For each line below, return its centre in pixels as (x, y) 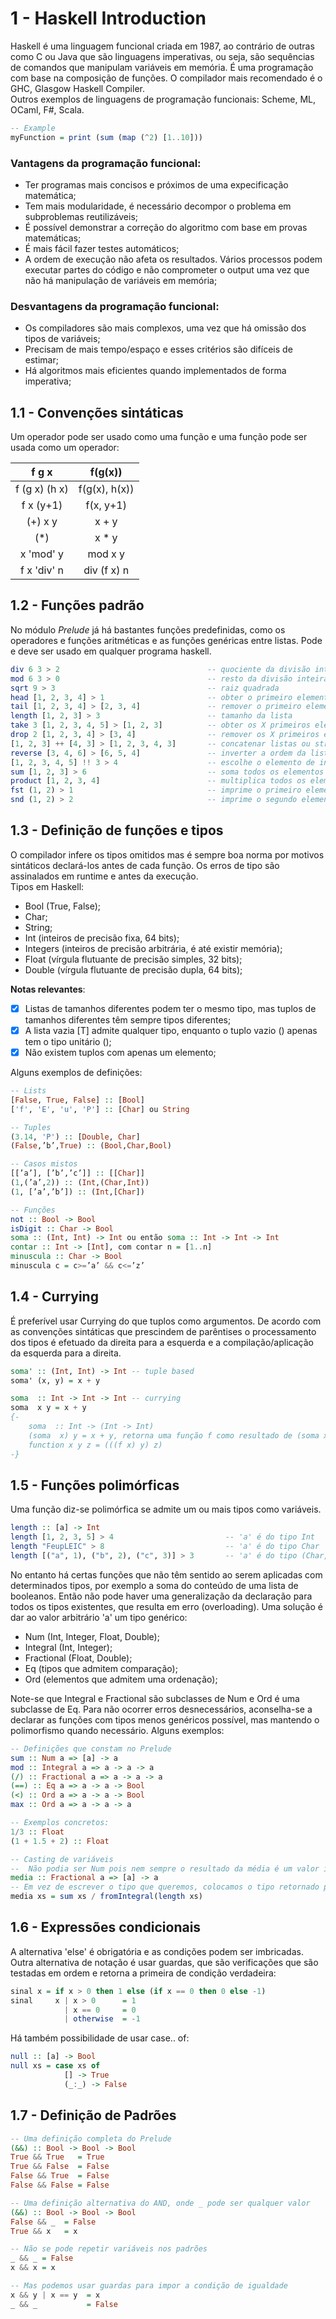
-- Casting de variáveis (62, 1859)
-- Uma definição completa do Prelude (91, 2138)
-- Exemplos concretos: (60, 1823)
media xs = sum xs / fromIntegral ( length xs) (106, 1897)
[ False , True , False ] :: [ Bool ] (77, 1100)
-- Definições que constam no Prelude (91, 1748)
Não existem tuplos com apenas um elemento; (120, 1052)
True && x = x (44, 2231)
